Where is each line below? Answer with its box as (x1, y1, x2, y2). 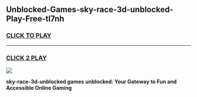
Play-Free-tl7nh (6, 14, 64, 24)
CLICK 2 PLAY (6, 53, 47, 62)
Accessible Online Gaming (6, 84, 72, 91)
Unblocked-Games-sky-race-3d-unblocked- (6, 5, 174, 15)
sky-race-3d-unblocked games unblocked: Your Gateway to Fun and (6, 78, 177, 85)
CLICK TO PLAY (6, 32, 52, 40)
